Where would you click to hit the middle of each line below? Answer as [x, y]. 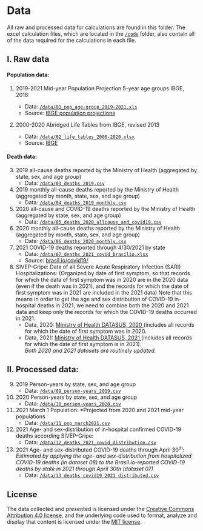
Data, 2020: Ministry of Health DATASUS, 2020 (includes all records [109, 324]
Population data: [28, 75]
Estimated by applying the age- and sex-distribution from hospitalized [103, 456]
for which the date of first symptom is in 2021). [83, 344]
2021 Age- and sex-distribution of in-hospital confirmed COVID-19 [98, 429]
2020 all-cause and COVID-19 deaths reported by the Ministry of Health [105, 209]
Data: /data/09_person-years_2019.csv [73, 390]
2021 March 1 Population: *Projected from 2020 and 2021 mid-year [100, 410]
